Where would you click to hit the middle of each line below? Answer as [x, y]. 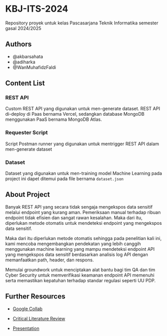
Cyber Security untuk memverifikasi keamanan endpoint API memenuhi [80, 275]
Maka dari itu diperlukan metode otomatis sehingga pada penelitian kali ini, [83, 238]
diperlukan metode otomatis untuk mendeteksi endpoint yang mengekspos [84, 223]
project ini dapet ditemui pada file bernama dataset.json [64, 179]
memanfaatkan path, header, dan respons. [49, 260]
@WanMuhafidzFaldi [34, 67]
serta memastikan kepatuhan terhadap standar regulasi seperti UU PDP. [80, 280]
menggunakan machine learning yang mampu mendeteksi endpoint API [80, 249]
